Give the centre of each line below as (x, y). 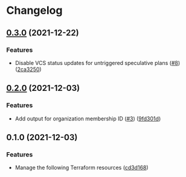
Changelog (34, 11)
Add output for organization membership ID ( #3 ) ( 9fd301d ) (88, 119)
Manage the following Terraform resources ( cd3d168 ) (82, 168)
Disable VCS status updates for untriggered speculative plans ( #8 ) (98, 63)
